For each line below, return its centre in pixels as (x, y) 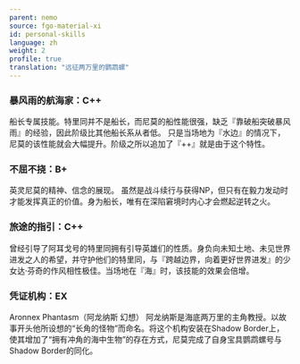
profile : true (36, 59)
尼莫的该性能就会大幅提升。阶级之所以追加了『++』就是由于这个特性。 (140, 144)
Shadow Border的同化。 (54, 351)
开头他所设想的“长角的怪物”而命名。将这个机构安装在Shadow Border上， (150, 328)
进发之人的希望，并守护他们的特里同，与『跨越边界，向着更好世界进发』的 (146, 259)
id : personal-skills (48, 34)
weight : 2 (28, 51)
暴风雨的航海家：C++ (56, 100)
